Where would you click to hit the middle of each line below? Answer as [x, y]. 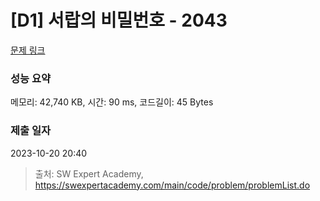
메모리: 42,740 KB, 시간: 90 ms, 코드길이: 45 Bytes [112, 102]
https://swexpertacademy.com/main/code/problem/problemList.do [172, 185]
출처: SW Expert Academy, [89, 173]
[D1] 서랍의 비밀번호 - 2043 [119, 20]
